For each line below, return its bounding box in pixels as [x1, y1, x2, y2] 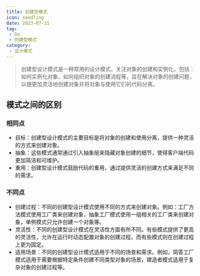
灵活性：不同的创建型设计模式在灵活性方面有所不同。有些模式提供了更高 [14, 225, 194, 233]
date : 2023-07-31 [6, 20, 50, 26]
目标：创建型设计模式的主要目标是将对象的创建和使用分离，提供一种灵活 [14, 134, 194, 142]
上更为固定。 [14, 240, 47, 248]
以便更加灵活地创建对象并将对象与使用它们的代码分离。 [20, 80, 158, 87]
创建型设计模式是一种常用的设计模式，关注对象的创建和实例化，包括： [20, 65, 195, 72]
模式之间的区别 [6, 100, 62, 110]
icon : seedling [6, 14, 44, 20]
